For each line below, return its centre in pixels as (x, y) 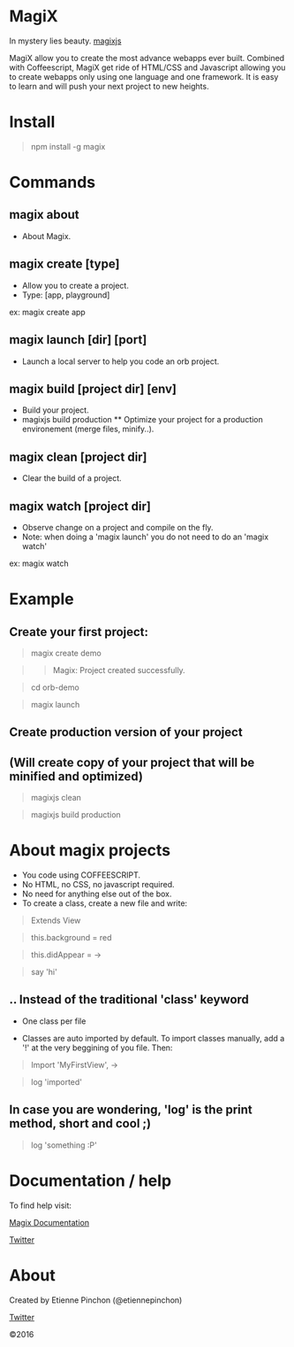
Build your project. (56, 410)
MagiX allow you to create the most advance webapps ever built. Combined (147, 58)
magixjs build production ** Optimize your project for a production (142, 420)
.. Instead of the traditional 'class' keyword (129, 999)
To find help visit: (41, 1205)
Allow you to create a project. (75, 285)
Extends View (56, 921)
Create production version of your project (126, 732)
